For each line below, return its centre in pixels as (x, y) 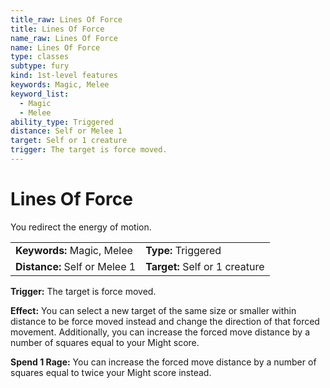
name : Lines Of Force (55, 47)
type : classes (40, 57)
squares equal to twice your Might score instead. (111, 372)
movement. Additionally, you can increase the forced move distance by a (160, 332)
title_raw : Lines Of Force (66, 19)
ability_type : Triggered (62, 122)
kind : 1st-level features (64, 76)
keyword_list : (40, 94)
